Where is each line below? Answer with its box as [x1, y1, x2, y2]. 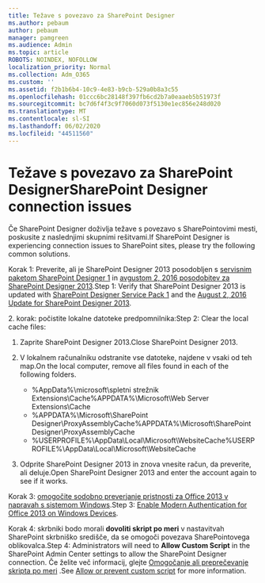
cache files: [8, 322, 46, 332]
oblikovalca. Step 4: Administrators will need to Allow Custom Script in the [8, 540, 251, 550]
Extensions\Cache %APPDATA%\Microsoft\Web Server [31, 393, 210, 403]
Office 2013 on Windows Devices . [8, 508, 119, 518]
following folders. [19, 370, 77, 379]
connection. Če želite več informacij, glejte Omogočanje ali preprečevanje [8, 557, 249, 567]
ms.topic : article [8, 48, 69, 56]
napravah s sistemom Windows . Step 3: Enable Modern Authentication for [8, 500, 248, 509]
